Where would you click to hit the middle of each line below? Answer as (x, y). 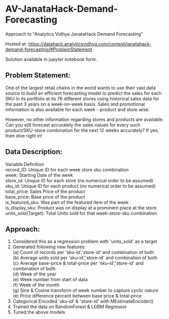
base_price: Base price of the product (45, 197)
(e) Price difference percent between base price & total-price (77, 296)
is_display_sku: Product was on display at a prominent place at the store (81, 207)
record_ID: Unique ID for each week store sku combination (67, 169)
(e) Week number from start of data (50, 280)
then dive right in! (24, 136)
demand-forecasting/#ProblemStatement (49, 49)
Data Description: (34, 152)
